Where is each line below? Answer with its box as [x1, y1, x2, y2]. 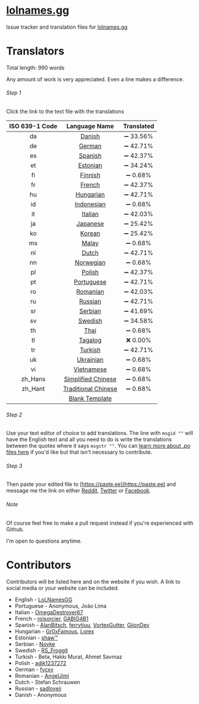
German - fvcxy [14, 666, 54, 673]
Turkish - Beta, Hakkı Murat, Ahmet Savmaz [14, 653, 123, 660]
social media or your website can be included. [6, 584, 119, 592]
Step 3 [6, 462, 23, 469]
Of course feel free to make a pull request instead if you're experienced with [6, 519, 194, 527]
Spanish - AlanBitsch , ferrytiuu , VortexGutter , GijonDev [14, 621, 150, 628]
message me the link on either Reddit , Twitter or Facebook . [6, 487, 151, 494]
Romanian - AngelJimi [14, 672, 70, 679]
